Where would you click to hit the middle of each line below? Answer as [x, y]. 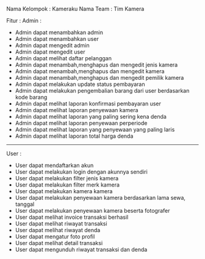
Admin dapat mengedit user [50, 52]
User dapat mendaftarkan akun [54, 165]
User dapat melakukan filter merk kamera [67, 185]
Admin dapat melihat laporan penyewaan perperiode [81, 123]
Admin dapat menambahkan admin [59, 32]
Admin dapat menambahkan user [57, 39]
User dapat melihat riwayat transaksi [61, 224]
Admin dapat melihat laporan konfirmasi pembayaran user [88, 104]
